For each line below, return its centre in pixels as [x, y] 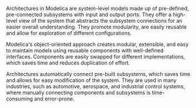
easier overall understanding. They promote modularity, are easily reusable [97, 27]
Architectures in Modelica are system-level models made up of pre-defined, [97, 8]
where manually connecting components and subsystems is [78, 93]
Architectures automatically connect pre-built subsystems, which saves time [98, 74]
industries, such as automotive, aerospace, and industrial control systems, [96, 86]
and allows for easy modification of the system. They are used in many [91, 80]
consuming [20, 99]
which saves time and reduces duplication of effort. [68, 63]
